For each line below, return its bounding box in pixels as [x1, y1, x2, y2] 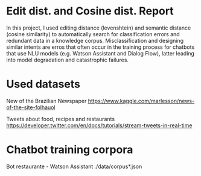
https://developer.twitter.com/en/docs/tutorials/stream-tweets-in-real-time [6, 122, 193, 129]
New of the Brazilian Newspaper [6, 97, 87, 104]
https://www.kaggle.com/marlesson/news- [88, 97, 195, 104]
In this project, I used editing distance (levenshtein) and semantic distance [6, 24, 191, 31]
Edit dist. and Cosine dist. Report [6, 4, 174, 18]
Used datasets [6, 77, 80, 91]
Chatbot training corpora [6, 143, 133, 157]
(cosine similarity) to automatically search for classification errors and [6, 30, 180, 37]
